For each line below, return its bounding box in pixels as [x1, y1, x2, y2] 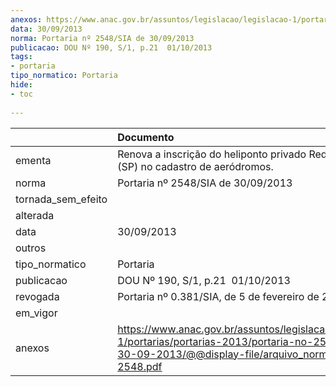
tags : [10, 52, 33, 62]
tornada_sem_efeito [15, 192, 108, 206]
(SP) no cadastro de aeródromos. [117, 159, 274, 173]
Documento [117, 130, 175, 144]
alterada [15, 208, 55, 222]
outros [15, 241, 47, 255]
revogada [15, 289, 60, 303]
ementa [15, 153, 52, 167]
